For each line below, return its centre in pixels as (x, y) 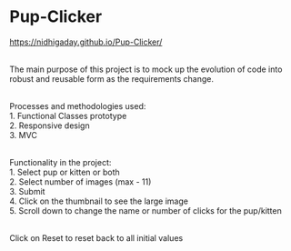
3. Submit (27, 191)
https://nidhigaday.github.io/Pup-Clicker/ (86, 42)
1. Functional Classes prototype (68, 115)
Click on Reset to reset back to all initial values (96, 237)
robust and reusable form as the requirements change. (111, 78)
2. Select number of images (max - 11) (80, 181)
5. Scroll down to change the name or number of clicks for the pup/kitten (145, 210)
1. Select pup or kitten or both (65, 172)
